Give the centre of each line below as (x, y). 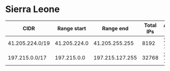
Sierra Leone (32, 9)
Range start (72, 28)
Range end (115, 28)
